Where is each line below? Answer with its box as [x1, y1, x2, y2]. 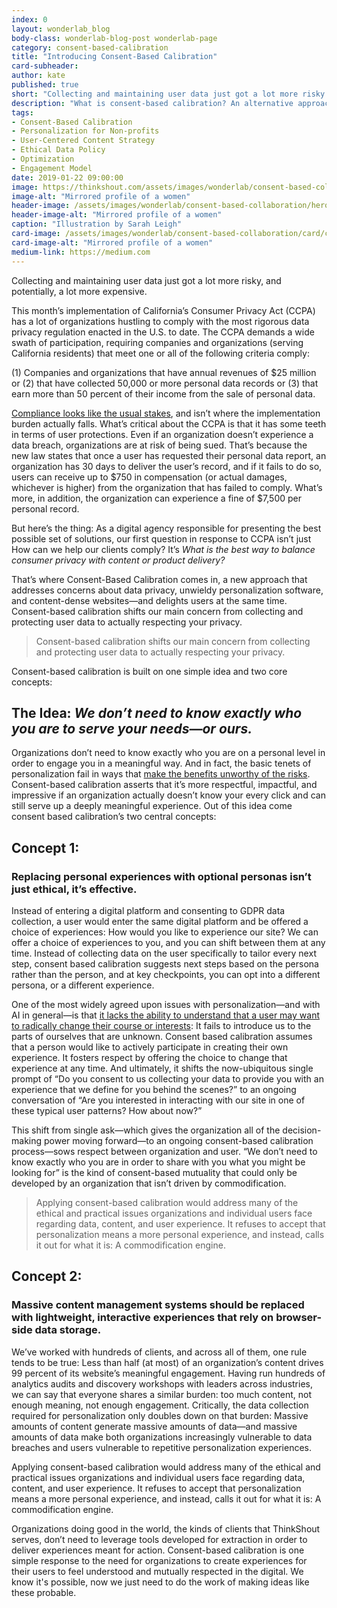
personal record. [11, 502, 80, 515]
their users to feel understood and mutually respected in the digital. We [11, 1565, 304, 1577]
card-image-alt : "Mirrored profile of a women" [11, 237, 214, 248]
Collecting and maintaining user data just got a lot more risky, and [11, 274, 282, 286]
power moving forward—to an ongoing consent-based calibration [43, 1135, 314, 1146]
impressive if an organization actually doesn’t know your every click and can [11, 789, 326, 801]
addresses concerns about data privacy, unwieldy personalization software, [11, 584, 324, 596]
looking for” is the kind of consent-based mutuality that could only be [11, 1167, 298, 1178]
